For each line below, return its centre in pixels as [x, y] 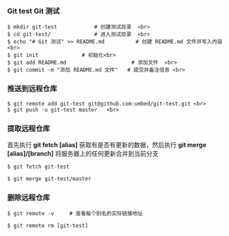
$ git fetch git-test [39, 167]
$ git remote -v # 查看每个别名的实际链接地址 [75, 214]
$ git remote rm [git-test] [48, 226]
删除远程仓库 [29, 197]
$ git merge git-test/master [49, 178]
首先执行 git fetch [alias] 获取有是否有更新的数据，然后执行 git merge [107, 144]
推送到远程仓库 [32, 89]
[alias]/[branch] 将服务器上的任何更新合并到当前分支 [83, 153]
